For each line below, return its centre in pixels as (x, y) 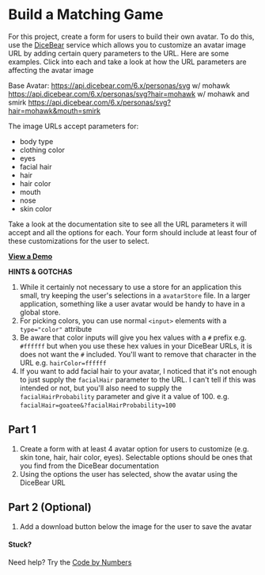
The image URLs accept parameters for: (74, 126)
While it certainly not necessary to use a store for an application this (131, 287)
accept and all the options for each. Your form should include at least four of (132, 232)
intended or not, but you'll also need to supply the (100, 388)
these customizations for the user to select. (79, 241)
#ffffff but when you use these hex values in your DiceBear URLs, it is (136, 345)
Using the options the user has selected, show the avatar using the (129, 474)
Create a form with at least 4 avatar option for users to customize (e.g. (134, 448)
